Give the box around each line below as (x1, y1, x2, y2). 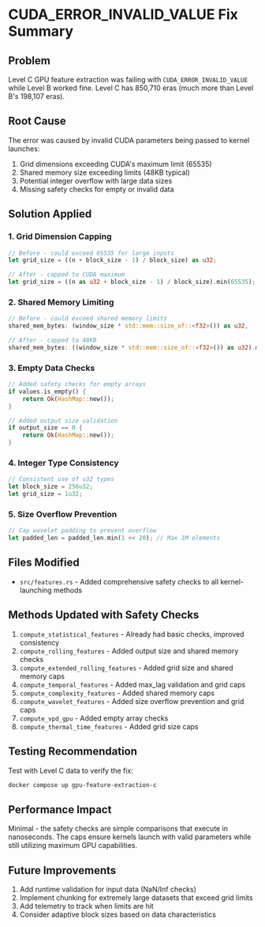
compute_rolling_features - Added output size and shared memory (19, 646, 239, 656)
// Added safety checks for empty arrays (8, 380, 147, 388)
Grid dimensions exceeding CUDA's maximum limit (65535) (19, 159, 212, 168)
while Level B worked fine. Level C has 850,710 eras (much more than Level (8, 83, 254, 93)
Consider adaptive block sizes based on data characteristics (19, 910, 217, 919)
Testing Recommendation (8, 745, 138, 759)
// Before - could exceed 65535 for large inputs (8, 249, 175, 257)
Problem (8, 54, 51, 67)
